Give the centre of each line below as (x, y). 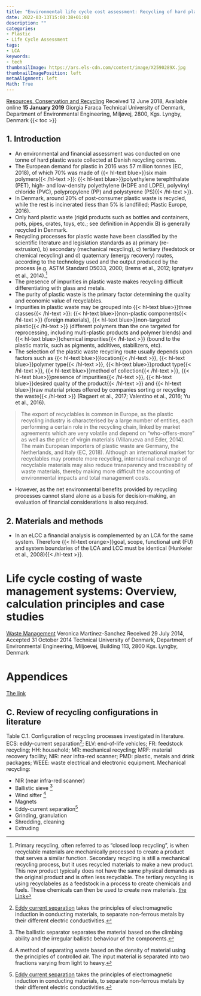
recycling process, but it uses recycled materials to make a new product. (104, 864)
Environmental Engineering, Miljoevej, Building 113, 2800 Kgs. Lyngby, (92, 646)
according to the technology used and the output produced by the (96, 262)
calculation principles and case (86, 604)
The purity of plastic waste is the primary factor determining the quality (103, 295)
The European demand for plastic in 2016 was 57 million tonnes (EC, (99, 166)
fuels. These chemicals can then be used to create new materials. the (100, 889)
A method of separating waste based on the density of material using (100, 950)
